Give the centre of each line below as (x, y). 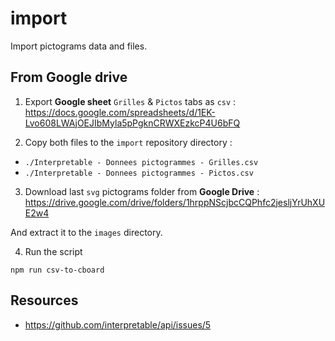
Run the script (53, 251)
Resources (44, 300)
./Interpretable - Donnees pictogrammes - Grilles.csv (141, 162)
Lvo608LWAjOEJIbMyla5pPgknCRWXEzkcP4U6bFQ (132, 123)
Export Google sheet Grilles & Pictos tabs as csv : (130, 101)
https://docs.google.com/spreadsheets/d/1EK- (120, 112)
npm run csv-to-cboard (57, 270)
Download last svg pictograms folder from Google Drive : (142, 191)
